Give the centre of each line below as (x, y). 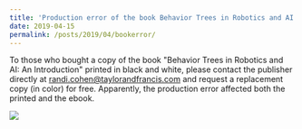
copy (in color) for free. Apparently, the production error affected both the (147, 89)
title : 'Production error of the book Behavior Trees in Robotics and (146, 18)
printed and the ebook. (52, 98)
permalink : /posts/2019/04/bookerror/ (83, 34)
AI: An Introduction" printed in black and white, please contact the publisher (151, 69)
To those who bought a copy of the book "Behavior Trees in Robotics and (146, 60)
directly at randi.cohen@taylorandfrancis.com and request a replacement (146, 79)
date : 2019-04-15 (42, 26)
